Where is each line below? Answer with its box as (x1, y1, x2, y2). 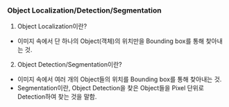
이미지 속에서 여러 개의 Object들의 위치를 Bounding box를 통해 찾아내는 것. (17, 75, 222, 83)
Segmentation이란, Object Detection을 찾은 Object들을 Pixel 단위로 (17, 84, 205, 92)
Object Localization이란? (17, 22, 87, 31)
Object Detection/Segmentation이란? (17, 60, 123, 69)
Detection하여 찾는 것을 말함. (17, 92, 97, 101)
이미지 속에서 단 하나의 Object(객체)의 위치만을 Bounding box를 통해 (17, 37, 205, 45)
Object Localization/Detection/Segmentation (7, 6, 162, 15)
